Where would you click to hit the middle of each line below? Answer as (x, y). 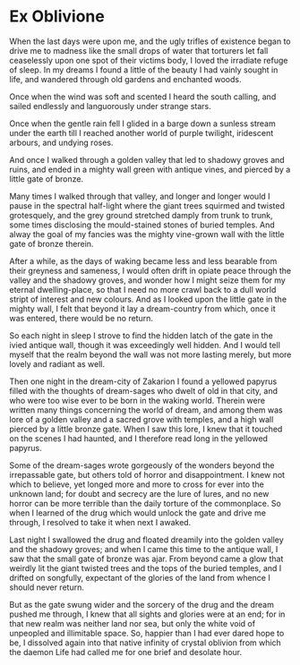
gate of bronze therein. (51, 243)
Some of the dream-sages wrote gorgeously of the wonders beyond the (142, 465)
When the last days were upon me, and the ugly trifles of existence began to (150, 41)
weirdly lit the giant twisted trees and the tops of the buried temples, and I (146, 568)
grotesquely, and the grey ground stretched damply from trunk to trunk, (141, 215)
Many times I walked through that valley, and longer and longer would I (140, 196)
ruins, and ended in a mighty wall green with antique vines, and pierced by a (150, 169)
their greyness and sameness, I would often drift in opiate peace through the (150, 270)
